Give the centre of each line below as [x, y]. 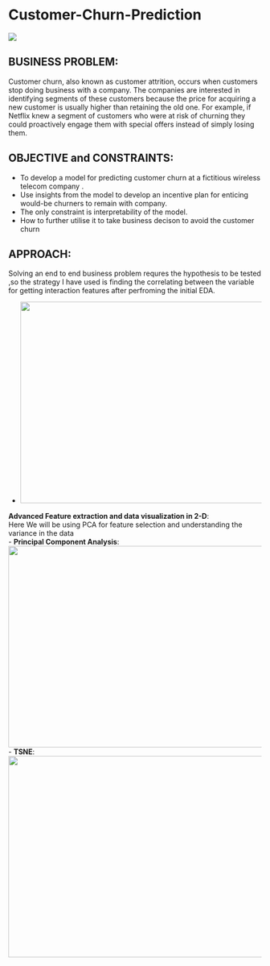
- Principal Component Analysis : [64, 542]
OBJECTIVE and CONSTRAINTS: [91, 158]
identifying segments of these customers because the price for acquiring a [132, 98]
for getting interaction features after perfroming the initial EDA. [112, 291]
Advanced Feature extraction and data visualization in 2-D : [109, 516]
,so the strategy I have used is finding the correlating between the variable [131, 282]
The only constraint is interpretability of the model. [104, 212]
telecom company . [52, 186]
